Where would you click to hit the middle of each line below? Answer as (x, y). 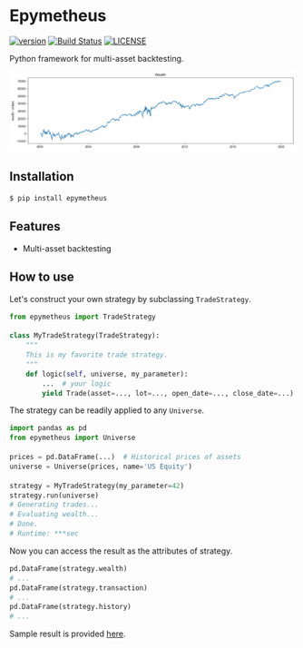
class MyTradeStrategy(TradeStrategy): (85, 336)
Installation (42, 177)
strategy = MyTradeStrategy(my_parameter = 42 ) (97, 486)
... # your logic (77, 383)
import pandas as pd (49, 428)
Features (35, 226)
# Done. (24, 524)
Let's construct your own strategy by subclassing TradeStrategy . (130, 299)
